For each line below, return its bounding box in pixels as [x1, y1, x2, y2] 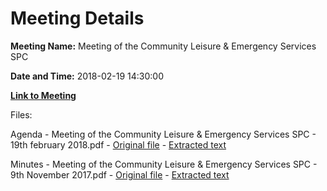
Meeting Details [10, 7, 145, 30]
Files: [10, 108, 33, 121]
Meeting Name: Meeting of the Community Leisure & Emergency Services [10, 40, 317, 52]
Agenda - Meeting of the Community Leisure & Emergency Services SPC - [10, 128, 317, 140]
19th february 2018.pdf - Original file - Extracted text [10, 138, 227, 151]
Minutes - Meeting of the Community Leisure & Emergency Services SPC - [10, 158, 318, 170]
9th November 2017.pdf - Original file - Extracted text [10, 168, 230, 181]
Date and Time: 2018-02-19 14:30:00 [10, 70, 164, 82]
